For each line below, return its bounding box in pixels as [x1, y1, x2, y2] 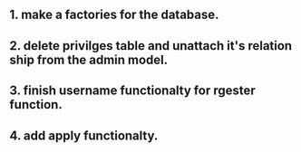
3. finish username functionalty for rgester [9, 83, 256, 99]
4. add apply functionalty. [9, 128, 159, 143]
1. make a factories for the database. [9, 7, 219, 23]
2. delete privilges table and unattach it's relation [9, 38, 293, 53]
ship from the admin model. [9, 52, 169, 67]
